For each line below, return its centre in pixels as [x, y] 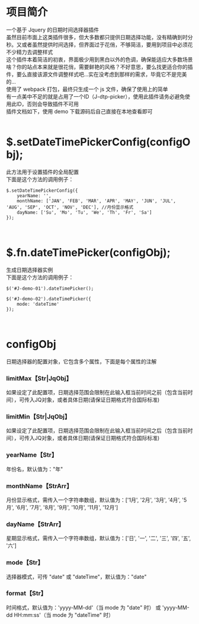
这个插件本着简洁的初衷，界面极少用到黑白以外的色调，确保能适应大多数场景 [99, 59]
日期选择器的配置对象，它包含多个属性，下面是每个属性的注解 [81, 361]
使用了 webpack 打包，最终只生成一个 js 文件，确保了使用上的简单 [87, 89]
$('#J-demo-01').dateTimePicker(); [50, 289]
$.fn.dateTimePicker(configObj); [88, 253]
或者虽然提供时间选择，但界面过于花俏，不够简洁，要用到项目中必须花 [107, 45]
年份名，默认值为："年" [35, 469]
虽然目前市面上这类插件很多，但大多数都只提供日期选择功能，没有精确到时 [97, 37]
